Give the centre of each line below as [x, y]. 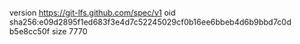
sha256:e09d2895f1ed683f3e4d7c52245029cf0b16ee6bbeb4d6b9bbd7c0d [150, 22]
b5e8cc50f [30, 31]
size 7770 [69, 31]
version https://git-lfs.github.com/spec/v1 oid [93, 13]
